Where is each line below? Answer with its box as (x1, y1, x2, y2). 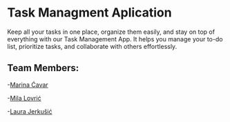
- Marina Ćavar (7, 81, 48, 89)
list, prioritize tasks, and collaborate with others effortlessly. (7, 42, 178, 50)
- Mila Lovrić (7, 94, 41, 102)
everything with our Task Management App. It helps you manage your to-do (7, 34, 223, 43)
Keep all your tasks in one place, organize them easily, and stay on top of (7, 28, 215, 36)
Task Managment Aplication (7, 5, 172, 21)
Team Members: (7, 62, 79, 74)
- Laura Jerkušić (7, 107, 52, 115)
